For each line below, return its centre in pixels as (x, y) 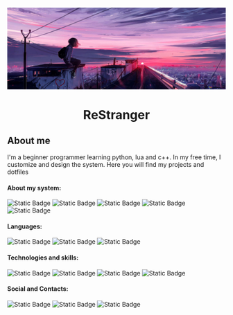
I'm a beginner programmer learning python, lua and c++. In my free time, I (114, 157)
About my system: (34, 188)
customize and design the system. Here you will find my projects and (106, 164)
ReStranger (116, 115)
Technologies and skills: (43, 258)
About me (29, 140)
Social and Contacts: (38, 289)
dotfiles (18, 172)
